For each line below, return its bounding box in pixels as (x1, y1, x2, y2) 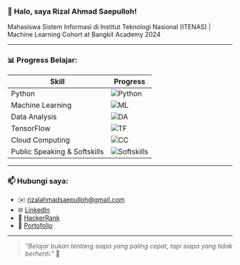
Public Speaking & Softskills (11, 146, 104, 156)
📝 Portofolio (17, 221, 53, 229)
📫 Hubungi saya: (7, 176, 69, 186)
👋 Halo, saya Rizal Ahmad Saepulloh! (7, 6, 137, 16)
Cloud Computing (11, 135, 70, 145)
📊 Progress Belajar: (7, 55, 78, 65)
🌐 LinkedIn (17, 205, 50, 214)
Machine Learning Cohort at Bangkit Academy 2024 (7, 30, 161, 39)
